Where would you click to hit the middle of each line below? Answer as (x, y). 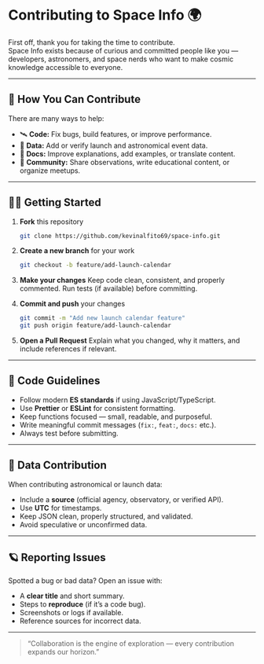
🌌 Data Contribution (58, 466)
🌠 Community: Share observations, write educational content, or (125, 162)
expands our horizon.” (63, 651)
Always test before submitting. (69, 433)
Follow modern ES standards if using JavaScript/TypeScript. (117, 400)
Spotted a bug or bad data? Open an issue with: (85, 580)
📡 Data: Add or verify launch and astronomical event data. (114, 145)
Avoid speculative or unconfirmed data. (83, 524)
